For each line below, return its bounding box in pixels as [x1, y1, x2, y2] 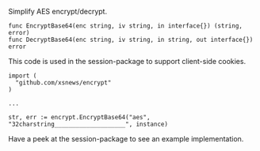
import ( [8, 72, 37, 80]
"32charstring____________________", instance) [8, 120, 169, 128]
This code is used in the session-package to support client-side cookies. [8, 57, 247, 66]
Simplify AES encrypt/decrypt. [8, 7, 108, 16]
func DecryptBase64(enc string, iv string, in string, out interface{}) [8, 36, 254, 43]
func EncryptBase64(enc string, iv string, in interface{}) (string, [8, 22, 243, 30]
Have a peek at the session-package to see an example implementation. [8, 134, 244, 143]
